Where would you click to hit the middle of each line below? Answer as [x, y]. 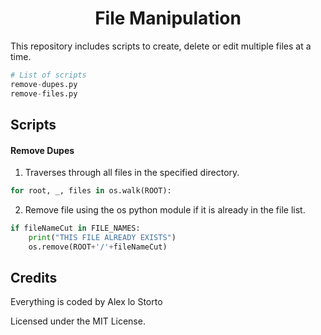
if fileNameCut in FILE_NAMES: [75, 228]
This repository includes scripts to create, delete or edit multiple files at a [161, 46]
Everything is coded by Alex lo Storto [86, 302]
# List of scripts [48, 75]
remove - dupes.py [44, 84]
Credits [34, 278]
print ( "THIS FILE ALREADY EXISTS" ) [102, 237]
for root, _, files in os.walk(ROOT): [91, 191]
